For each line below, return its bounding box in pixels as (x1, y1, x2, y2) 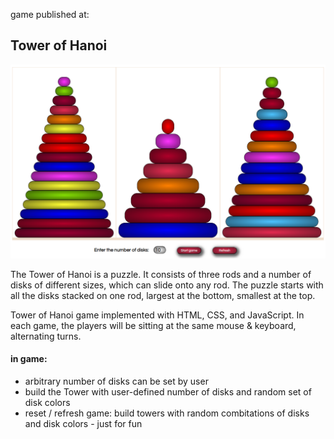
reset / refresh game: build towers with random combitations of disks (24, 407, 310, 419)
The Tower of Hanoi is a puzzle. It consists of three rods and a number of (10, 268, 312, 280)
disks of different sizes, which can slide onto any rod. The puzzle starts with (10, 279, 324, 291)
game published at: (10, 9, 90, 20)
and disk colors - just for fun (24, 418, 143, 430)
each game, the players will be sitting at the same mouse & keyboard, (10, 319, 297, 331)
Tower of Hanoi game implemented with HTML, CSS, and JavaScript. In (10, 309, 305, 321)
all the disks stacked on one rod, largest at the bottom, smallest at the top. (10, 289, 316, 301)
